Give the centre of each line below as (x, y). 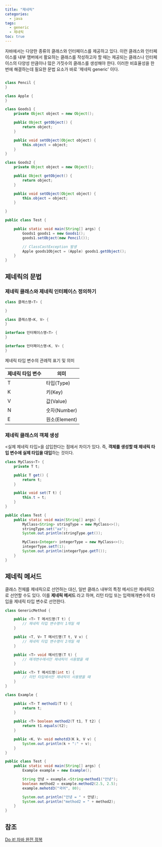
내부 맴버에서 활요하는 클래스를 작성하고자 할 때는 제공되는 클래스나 (81, 57)
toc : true (15, 37)
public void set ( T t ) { (38, 493)
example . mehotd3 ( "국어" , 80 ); (52, 788)
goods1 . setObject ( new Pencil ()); (56, 238)
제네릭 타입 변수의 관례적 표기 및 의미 (40, 360)
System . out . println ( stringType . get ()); (63, 533)
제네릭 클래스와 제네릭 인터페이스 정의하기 (51, 292)
